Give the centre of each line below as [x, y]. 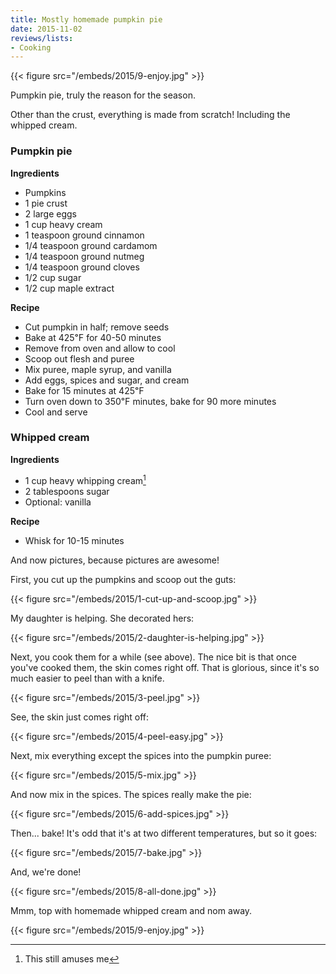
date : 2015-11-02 [46, 29]
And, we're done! [46, 872]
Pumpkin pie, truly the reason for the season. [103, 95]
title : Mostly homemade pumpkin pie [86, 19]
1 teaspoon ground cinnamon [84, 235]
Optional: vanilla [58, 502]
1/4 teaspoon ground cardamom [91, 245]
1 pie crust [46, 203]
